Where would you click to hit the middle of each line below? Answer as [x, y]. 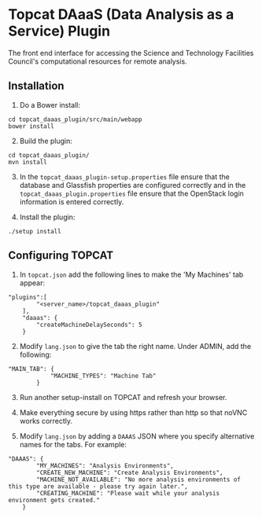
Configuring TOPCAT [61, 256]
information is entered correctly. [72, 201]
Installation [36, 86]
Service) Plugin [59, 31]
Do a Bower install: [50, 105]
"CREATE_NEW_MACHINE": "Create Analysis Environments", [130, 472]
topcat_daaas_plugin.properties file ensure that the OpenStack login [131, 193]
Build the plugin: [46, 141]
